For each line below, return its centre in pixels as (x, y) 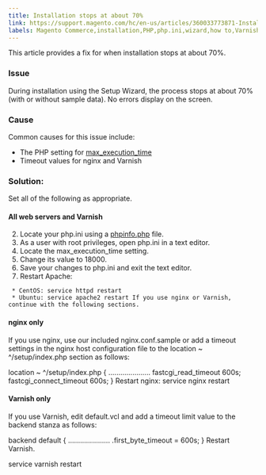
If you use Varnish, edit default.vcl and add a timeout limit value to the (122, 416)
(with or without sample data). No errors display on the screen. (110, 99)
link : (17, 23)
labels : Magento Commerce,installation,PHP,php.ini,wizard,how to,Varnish (134, 30)
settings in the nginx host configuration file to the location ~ (106, 348)
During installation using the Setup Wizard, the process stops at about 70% (131, 90)
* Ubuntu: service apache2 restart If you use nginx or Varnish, (122, 298)
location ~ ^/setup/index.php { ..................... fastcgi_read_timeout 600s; (125, 372)
